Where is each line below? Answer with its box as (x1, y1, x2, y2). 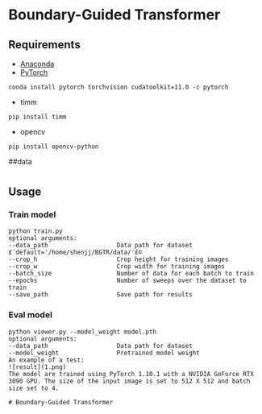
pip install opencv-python (8, 143, 99, 151)
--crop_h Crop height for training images (8, 255, 229, 263)
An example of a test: (8, 356, 85, 364)
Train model (8, 209, 56, 221)
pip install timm (8, 113, 67, 121)
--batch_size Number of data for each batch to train (8, 270, 254, 278)
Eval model (8, 309, 52, 321)
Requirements (8, 38, 81, 52)
